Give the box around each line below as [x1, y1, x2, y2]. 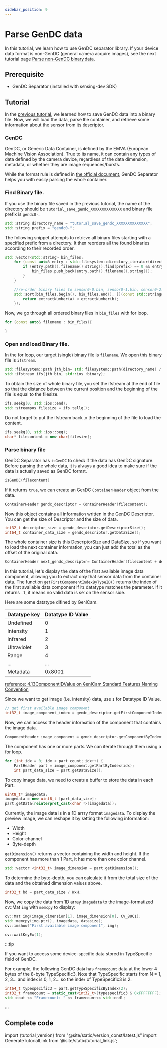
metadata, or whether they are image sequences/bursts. [5, 162, 121, 168]
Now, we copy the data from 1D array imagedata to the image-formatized [5, 899, 153, 905]
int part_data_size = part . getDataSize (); [14, 768, 103, 773]
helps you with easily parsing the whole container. [5, 177, 108, 183]
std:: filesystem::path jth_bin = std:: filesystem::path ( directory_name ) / [5, 367, 162, 372]
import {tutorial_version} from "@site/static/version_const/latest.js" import [5, 1032, 157, 1038]
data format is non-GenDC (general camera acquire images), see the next [5, 50, 156, 56]
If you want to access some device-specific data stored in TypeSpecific [5, 951, 153, 957]
